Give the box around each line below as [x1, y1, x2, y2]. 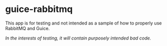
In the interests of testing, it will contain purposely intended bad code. [5, 35, 151, 41]
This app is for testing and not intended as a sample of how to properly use [5, 20, 162, 26]
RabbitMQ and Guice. [5, 25, 50, 31]
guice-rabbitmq [5, 3, 73, 15]
